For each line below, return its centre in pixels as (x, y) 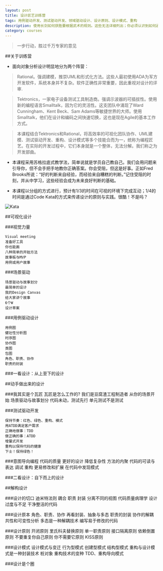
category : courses (24, 31)
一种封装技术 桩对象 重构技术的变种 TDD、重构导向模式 (69, 554)
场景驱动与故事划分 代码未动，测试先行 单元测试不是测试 (67, 400)
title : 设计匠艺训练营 (25, 15)
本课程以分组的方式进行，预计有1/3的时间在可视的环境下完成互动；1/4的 (84, 191)
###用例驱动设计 (22, 318)
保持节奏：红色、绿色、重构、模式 (34, 421)
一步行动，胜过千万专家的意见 (47, 46)
